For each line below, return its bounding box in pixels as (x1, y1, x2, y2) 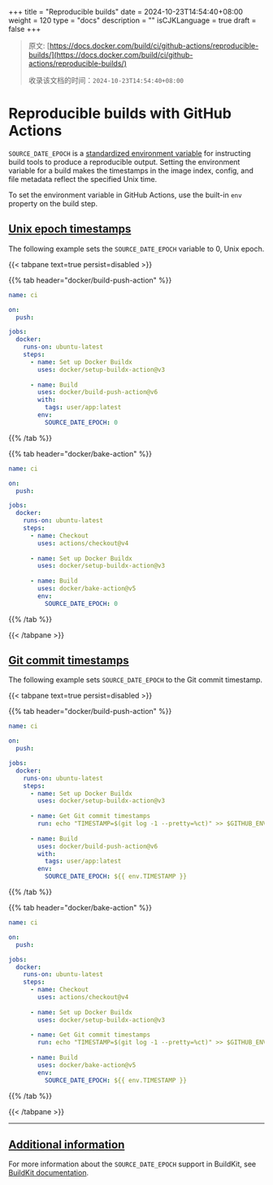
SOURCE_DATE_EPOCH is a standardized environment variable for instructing (8, 148, 252, 158)
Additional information (8, 1137, 125, 1152)
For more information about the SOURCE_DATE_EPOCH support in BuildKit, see (8, 1159, 257, 1169)
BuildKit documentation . (8, 1168, 89, 1178)
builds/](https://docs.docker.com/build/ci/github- (28, 50, 193, 59)
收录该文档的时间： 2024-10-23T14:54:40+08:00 (28, 76, 184, 84)
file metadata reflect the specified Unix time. (8, 174, 158, 184)
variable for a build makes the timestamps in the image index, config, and (8, 166, 254, 175)
